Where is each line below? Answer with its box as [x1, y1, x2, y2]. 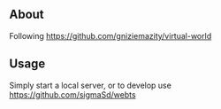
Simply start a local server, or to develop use [9, 80, 172, 90]
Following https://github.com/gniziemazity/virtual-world [9, 30, 212, 41]
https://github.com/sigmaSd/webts [9, 89, 136, 100]
